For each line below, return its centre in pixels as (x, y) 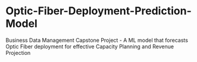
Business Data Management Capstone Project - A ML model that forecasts (97, 40)
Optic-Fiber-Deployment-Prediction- (98, 11)
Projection (18, 52)
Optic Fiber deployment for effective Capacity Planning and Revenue (90, 46)
